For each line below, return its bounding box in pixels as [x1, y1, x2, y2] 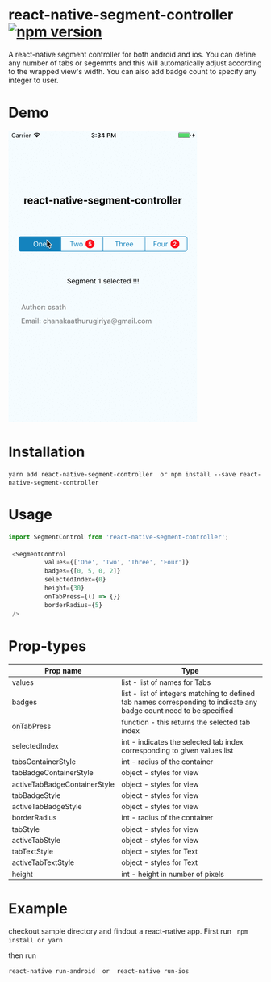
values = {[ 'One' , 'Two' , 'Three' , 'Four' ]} [44, 559, 190, 567]
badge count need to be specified [121, 706, 234, 716]
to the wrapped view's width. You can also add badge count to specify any [8, 66, 257, 76]
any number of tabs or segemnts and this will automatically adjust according [8, 58, 262, 68]
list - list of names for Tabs [121, 678, 211, 687]
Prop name [44, 665, 82, 675]
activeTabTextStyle [11, 858, 75, 867]
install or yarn [8, 937, 63, 945]
